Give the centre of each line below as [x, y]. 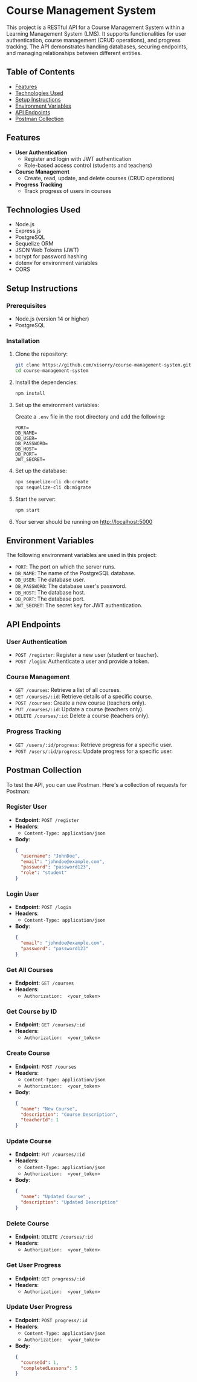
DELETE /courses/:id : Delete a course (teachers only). [82, 716]
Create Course [28, 1053]
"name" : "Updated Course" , [56, 1197]
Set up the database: [41, 471]
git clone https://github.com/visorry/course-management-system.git [103, 365]
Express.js [28, 231]
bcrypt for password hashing [51, 256]
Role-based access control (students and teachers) [88, 165]
